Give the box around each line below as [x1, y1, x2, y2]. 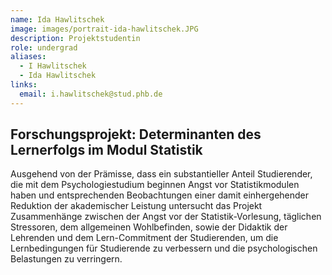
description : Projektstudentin [10, 33, 141, 43]
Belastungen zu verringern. [10, 253, 123, 265]
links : [10, 80, 38, 90]
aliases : [10, 52, 47, 62]
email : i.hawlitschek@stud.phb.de [19, 89, 163, 99]
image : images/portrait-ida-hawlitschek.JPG [10, 24, 199, 34]
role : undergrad [10, 42, 78, 53]
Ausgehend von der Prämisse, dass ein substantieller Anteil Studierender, [10, 168, 313, 180]
